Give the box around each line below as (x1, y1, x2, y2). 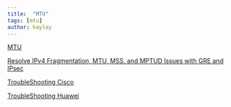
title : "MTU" (7, 10, 49, 18)
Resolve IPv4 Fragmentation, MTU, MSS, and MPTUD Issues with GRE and (7, 57, 224, 65)
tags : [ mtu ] (7, 17, 42, 24)
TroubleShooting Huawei (7, 91, 80, 100)
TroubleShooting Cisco (7, 78, 74, 86)
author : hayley (7, 23, 52, 30)
